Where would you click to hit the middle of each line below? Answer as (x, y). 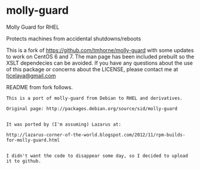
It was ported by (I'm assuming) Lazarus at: (64, 124)
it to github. (24, 161)
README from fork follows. (40, 87)
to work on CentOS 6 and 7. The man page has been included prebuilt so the (100, 56)
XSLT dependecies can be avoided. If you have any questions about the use (99, 63)
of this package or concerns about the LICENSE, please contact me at (92, 69)
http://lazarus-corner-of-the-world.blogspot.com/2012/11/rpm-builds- (96, 135)
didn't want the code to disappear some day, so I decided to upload (100, 156)
